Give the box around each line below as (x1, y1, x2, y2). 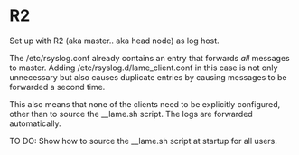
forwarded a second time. (9, 81, 106, 92)
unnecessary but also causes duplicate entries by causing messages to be (9, 71, 287, 82)
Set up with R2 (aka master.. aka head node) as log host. (9, 35, 220, 46)
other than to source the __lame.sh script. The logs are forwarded (9, 108, 253, 119)
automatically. (9, 118, 61, 129)
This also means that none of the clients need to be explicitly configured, (9, 98, 281, 109)
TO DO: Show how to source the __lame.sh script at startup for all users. (9, 135, 278, 146)
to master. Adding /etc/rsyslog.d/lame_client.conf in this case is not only (9, 62, 278, 73)
